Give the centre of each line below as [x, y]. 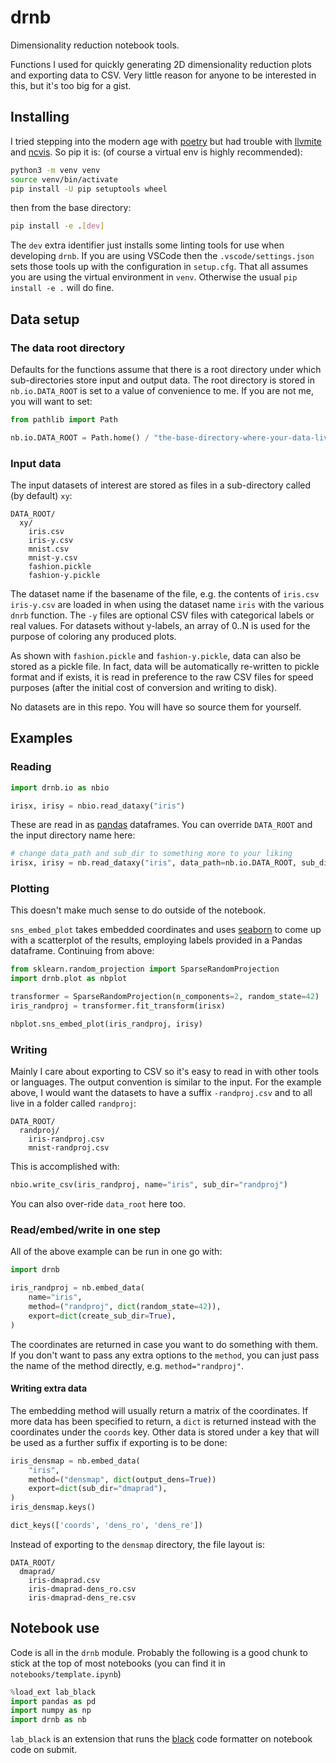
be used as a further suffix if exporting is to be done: [119, 1442]
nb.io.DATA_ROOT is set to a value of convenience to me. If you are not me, [162, 390]
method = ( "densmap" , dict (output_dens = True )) [122, 1479]
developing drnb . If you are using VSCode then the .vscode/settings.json [162, 256]
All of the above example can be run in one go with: [116, 1252]
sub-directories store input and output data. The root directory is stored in [162, 380]
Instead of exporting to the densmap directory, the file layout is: [137, 1544]
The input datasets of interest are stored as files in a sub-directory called [161, 485]
